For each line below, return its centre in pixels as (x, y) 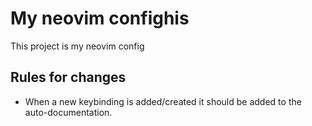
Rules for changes (68, 77)
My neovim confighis (100, 18)
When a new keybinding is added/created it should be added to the (163, 101)
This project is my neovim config (77, 46)
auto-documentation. (68, 112)
